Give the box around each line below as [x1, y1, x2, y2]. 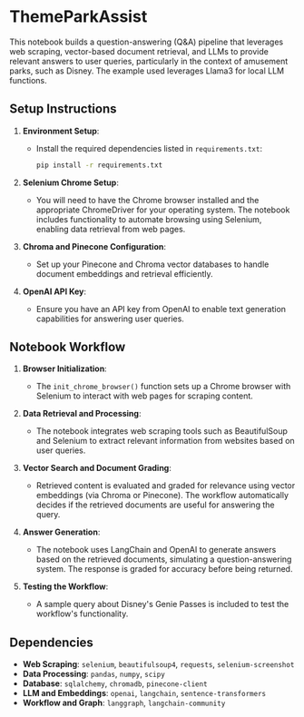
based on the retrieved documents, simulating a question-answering [35, 554, 292, 565]
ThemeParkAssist [9, 6, 148, 27]
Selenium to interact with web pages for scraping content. [35, 390, 254, 401]
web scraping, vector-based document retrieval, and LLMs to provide [9, 45, 270, 56]
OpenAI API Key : [22, 286, 87, 297]
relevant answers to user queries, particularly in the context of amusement [9, 55, 289, 66]
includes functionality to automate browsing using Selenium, [35, 213, 262, 224]
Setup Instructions [9, 102, 117, 117]
